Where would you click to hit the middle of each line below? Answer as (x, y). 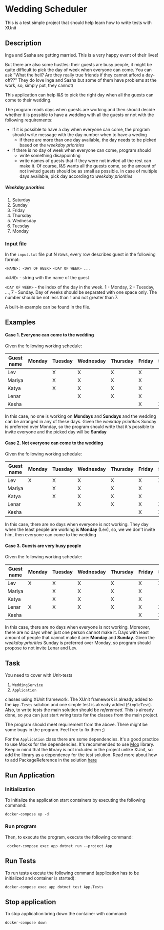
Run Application (30, 775)
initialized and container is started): (41, 878)
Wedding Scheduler (46, 9)
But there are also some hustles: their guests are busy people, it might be (79, 64)
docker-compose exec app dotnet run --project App (60, 846)
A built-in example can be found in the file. (48, 307)
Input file (16, 243)
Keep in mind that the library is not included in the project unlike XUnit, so (79, 749)
